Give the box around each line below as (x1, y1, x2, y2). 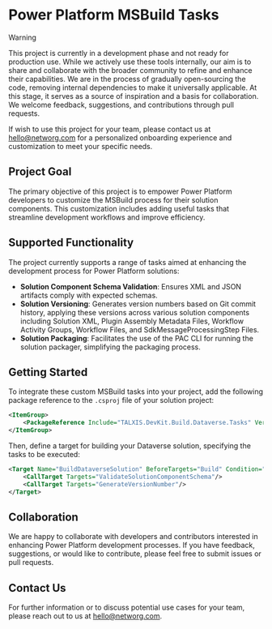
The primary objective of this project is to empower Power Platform (8, 186, 232, 196)
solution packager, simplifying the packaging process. (19, 342, 201, 352)
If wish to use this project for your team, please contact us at (8, 124, 211, 134)
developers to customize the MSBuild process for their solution (8, 195, 219, 204)
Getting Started (8, 365, 88, 379)
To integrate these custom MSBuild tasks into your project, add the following (8, 387, 264, 396)
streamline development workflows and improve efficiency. (8, 212, 206, 222)
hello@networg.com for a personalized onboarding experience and (8, 132, 232, 143)
